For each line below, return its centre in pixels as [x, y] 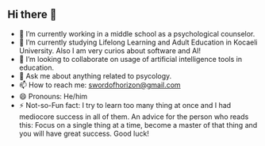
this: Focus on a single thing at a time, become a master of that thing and [138, 125]
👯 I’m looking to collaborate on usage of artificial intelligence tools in [131, 59]
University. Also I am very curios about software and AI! [110, 50]
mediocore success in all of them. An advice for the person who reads [134, 117]
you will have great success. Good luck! [84, 133]
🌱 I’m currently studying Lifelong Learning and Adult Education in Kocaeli [138, 42]
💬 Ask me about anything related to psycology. [95, 75]
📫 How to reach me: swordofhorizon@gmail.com [100, 85]
